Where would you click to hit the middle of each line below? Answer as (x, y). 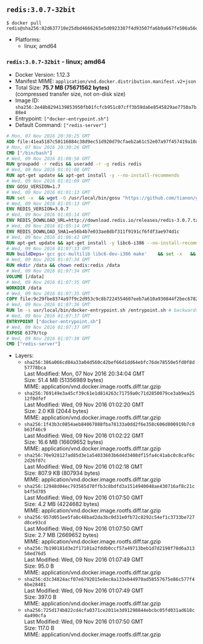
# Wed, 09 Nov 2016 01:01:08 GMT (48, 170)
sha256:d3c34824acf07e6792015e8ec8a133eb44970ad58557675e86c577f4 (109, 580)
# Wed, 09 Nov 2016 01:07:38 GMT (48, 339)
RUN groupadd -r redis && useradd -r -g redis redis (74, 164)
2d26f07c (35, 461)
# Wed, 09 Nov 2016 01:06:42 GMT (48, 237)
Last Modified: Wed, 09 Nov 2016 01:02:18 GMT (83, 467)
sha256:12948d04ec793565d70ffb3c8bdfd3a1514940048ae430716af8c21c (109, 487)
